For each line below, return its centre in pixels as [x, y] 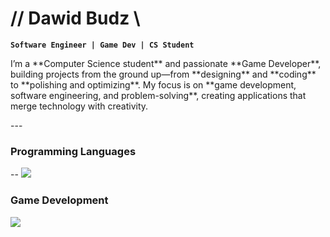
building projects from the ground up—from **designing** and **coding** [163, 74]
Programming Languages [73, 151]
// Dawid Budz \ [75, 18]
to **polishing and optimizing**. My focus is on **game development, [153, 84]
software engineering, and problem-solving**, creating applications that [158, 95]
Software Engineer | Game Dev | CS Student [102, 45]
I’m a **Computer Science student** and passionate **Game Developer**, [166, 63]
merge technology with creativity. [79, 106]
